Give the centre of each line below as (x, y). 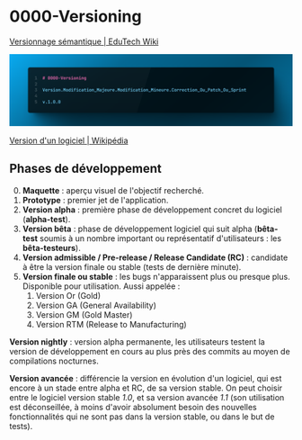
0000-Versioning (75, 17)
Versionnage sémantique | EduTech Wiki (84, 41)
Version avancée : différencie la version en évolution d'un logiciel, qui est (146, 378)
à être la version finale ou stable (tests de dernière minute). (132, 266)
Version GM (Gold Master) (84, 314)
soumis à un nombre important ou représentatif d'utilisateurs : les (160, 238)
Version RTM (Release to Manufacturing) (111, 324)
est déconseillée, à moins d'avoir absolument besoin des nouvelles (133, 407)
